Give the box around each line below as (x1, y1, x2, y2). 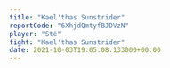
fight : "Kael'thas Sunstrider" (9, 37, 125, 47)
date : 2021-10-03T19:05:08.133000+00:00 (9, 46, 162, 55)
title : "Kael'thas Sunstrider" (9, 12, 125, 22)
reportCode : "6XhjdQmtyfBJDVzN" (9, 21, 129, 30)
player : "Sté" (9, 29, 62, 38)
